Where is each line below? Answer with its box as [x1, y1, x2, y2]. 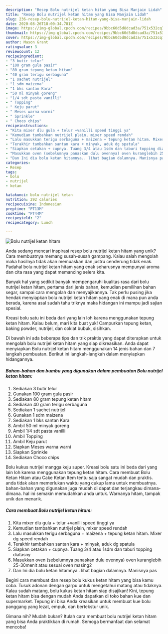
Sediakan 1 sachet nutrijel [12, 407, 66, 413]
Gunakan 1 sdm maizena [12, 412, 63, 418]
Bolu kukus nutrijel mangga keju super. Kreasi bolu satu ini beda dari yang [5, 464, 158, 470]
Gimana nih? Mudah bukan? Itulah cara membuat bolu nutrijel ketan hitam [5, 613, 157, 619]
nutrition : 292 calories [5, 197, 57, 202]
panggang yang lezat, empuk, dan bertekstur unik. [5, 604, 109, 610]
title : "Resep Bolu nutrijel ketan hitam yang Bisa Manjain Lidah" [5, 12, 149, 17]
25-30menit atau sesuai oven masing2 [12, 562, 92, 568]
